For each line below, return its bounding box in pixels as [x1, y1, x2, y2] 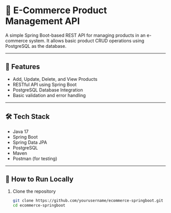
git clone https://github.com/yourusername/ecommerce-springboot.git [12, 198, 164, 203]
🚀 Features [5, 63, 40, 71]
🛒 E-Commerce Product [5, 5, 107, 16]
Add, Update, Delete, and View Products [12, 76, 98, 82]
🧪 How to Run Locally [5, 175, 74, 184]
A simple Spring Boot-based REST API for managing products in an [5, 32, 146, 38]
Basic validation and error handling [12, 92, 86, 98]
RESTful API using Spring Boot [12, 81, 77, 87]
